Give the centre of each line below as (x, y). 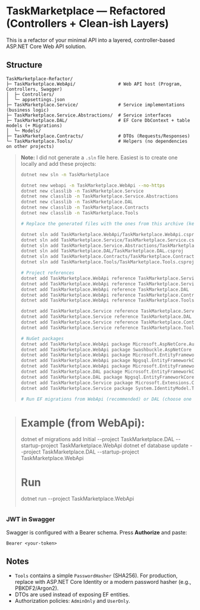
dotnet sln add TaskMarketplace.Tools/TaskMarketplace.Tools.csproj (107, 262)
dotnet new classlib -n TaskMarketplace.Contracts (85, 207)
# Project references (47, 273)
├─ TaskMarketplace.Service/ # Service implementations (96, 105)
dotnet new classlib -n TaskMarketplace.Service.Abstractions (99, 196)
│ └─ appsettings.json (36, 99)
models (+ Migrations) (34, 125)
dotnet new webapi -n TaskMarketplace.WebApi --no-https (93, 185)
